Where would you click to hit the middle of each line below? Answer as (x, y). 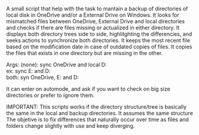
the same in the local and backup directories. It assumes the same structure (99, 113)
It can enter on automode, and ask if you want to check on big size (88, 89)
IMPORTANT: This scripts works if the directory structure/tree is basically (97, 107)
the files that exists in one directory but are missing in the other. (85, 53)
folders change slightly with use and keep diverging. (71, 126)
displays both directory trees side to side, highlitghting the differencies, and (99, 34)
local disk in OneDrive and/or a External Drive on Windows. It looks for (93, 15)
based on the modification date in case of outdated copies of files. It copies (99, 47)
